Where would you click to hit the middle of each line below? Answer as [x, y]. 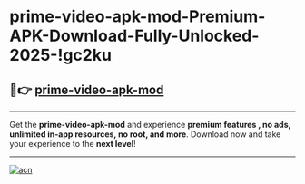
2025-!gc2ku [60, 55]
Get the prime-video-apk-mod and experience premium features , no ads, [150, 125]
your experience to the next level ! [73, 144]
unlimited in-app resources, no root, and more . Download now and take [145, 134]
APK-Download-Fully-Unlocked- [134, 36]
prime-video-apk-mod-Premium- [138, 17]
